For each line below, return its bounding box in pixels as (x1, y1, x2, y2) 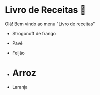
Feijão (12, 50, 25, 56)
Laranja (12, 84, 28, 90)
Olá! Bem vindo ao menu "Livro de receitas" (5, 21, 95, 27)
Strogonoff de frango (12, 30, 56, 36)
